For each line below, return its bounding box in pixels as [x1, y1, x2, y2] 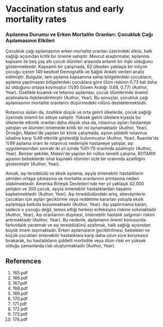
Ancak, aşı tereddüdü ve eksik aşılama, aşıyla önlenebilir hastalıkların [5, 170, 144, 176]
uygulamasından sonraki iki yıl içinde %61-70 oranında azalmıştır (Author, [5, 145, 152, 151]
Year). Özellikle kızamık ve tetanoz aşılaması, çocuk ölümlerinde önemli [5, 90, 148, 95]
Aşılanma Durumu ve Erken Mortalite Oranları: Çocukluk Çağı [5, 31, 153, 38]
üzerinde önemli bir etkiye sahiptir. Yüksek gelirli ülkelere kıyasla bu [5, 114, 141, 120]
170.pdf [12, 296, 28, 302]
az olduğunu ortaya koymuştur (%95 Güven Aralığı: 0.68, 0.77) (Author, [5, 84, 148, 91]
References [5, 257, 41, 265]
